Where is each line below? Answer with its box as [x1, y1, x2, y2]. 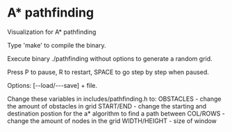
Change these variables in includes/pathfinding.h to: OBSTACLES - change [7, 95, 222, 103]
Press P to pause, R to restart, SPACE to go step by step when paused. [7, 68, 210, 76]
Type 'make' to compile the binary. [7, 41, 106, 49]
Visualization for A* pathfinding [7, 28, 97, 36]
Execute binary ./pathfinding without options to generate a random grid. [7, 54, 213, 63]
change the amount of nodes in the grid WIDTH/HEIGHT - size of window [7, 116, 217, 125]
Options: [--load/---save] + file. [7, 81, 98, 89]
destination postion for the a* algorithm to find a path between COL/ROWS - [7, 109, 226, 117]
